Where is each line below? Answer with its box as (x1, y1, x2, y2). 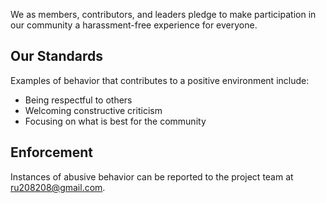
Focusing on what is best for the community (24, 115, 207, 127)
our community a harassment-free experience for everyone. (10, 19, 258, 31)
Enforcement (10, 144, 93, 161)
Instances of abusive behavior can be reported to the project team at (10, 170, 294, 183)
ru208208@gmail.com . (10, 181, 106, 193)
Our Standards (10, 48, 104, 65)
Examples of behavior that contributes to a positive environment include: (10, 74, 310, 86)
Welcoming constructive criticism (24, 104, 163, 116)
